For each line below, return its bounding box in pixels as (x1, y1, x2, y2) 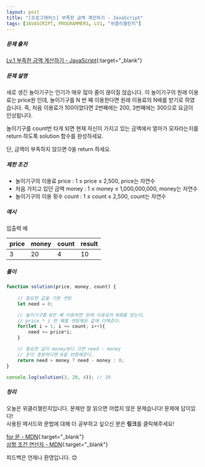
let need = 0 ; (17, 300, 53, 307)
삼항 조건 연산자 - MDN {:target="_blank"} (6, 441, 108, 449)
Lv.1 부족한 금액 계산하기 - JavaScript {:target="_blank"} (6, 57, 143, 65)
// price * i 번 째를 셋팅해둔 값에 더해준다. (17, 318, 121, 324)
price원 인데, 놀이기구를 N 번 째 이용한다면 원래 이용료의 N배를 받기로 (17, 96, 184, 104)
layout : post (6, 9, 40, 15)
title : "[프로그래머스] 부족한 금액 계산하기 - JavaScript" (6, 15, 144, 21)
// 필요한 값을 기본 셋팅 (17, 295, 72, 301)
